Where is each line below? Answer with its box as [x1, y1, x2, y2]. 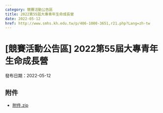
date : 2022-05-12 [5, 16, 41, 21]
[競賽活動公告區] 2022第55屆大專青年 [5, 44, 159, 54]
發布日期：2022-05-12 [5, 73, 51, 79]
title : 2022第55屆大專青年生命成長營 [5, 12, 74, 17]
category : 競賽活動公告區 [5, 7, 53, 12]
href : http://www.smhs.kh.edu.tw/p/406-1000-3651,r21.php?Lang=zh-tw [5, 21, 151, 26]
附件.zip [12, 102, 28, 108]
